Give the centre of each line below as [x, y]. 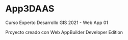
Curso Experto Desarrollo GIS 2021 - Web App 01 [57, 22]
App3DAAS [30, 9]
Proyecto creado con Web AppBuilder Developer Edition [64, 32]
